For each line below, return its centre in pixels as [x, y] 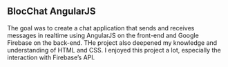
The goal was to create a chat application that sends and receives [101, 28]
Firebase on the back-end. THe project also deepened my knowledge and [112, 42]
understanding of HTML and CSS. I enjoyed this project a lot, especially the [114, 50]
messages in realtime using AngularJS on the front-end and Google [103, 35]
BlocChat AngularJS [51, 11]
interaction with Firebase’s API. [51, 57]
